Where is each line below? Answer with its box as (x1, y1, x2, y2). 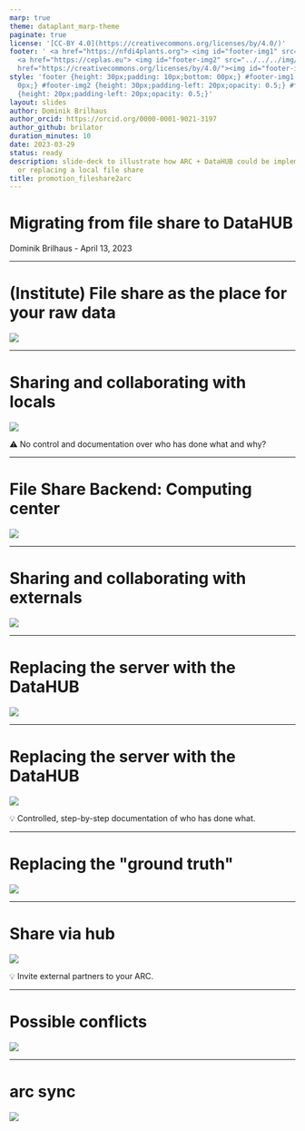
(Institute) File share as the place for (9, 283, 288, 304)
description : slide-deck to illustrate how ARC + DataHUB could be (9, 156, 271, 166)
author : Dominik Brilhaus (9, 106, 107, 115)
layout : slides (9, 97, 67, 107)
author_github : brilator (9, 124, 103, 133)
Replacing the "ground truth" (9, 854, 234, 874)
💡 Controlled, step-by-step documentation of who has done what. (9, 812, 256, 823)
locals (9, 392, 56, 412)
